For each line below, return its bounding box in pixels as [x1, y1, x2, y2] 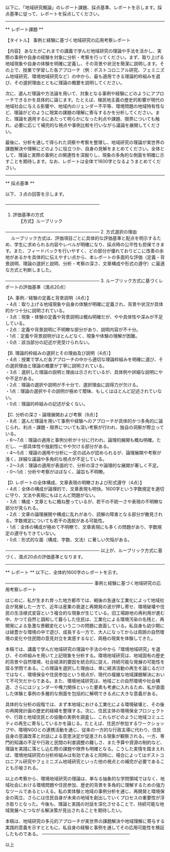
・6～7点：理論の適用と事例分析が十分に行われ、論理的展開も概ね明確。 [5, 437, 157, 443]
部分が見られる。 [5, 505, 41, 511]
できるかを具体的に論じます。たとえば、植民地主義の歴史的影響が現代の [14, 97, 164, 103]
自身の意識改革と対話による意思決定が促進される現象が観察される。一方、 [5, 733, 160, 739]
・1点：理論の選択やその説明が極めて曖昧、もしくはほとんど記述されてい [5, 388, 158, 394]
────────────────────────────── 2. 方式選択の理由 [5, 229, 138, 235]
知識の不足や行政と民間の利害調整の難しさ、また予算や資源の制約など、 [14, 739, 165, 745]
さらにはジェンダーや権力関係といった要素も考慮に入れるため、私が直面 [14, 684, 165, 690]
